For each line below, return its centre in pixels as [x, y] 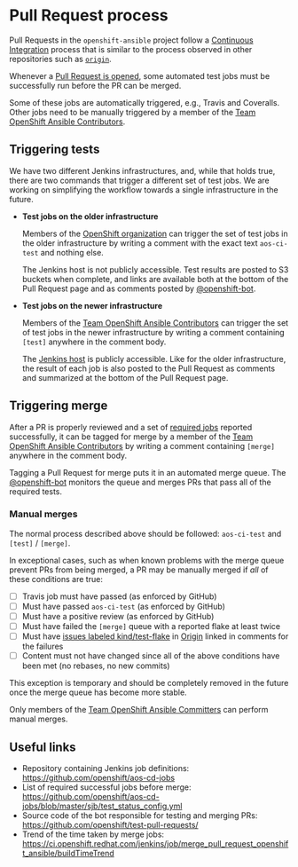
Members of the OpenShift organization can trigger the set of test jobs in [155, 233]
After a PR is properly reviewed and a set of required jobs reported [131, 427]
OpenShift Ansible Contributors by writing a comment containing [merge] [142, 445]
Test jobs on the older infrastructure [90, 216]
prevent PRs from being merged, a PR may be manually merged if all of [139, 570]
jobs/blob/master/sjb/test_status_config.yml [102, 806]
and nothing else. [72, 252]
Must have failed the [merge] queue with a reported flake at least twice [151, 627]
